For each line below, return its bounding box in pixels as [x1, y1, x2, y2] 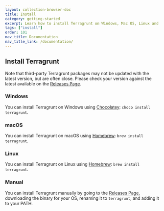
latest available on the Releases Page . [5, 80, 82, 86]
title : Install [5, 12, 36, 17]
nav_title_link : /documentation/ [5, 39, 73, 44]
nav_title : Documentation [5, 35, 58, 40]
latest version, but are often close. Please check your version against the [5, 76, 152, 81]
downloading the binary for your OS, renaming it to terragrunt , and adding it [5, 195, 159, 201]
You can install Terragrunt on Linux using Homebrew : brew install [5, 161, 140, 167]
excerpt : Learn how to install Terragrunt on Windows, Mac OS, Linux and [5, 21, 159, 26]
